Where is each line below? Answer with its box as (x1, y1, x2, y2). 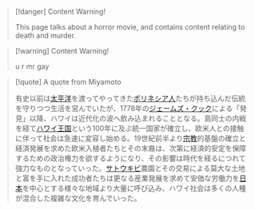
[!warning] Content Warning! (14, 46, 110, 55)
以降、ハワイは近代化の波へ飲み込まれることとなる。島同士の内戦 (29, 113, 247, 123)
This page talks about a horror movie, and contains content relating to (14, 22, 245, 31)
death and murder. (14, 31, 77, 40)
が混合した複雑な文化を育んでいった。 (14, 193, 141, 203)
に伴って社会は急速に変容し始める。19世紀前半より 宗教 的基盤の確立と (14, 133, 247, 143)
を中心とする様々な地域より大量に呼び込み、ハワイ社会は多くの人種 (22, 184, 247, 192)
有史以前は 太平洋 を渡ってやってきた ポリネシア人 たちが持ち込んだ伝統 (14, 93, 245, 103)
